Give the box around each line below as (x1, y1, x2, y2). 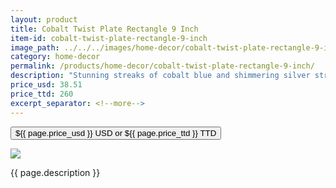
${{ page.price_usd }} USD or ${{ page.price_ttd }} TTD (15, 127, 217, 138)
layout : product (10, 14, 78, 25)
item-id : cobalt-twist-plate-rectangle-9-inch (10, 33, 208, 43)
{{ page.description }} (10, 166, 101, 178)
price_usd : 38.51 (10, 80, 83, 90)
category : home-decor (10, 52, 101, 62)
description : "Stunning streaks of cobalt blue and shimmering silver (10, 71, 311, 81)
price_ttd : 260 (10, 89, 74, 99)
